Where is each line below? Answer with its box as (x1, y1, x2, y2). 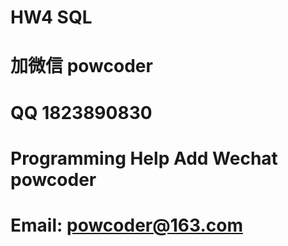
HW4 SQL (10, 6, 93, 29)
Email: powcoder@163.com (10, 214, 243, 236)
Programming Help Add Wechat (10, 147, 278, 170)
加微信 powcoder (10, 55, 153, 78)
